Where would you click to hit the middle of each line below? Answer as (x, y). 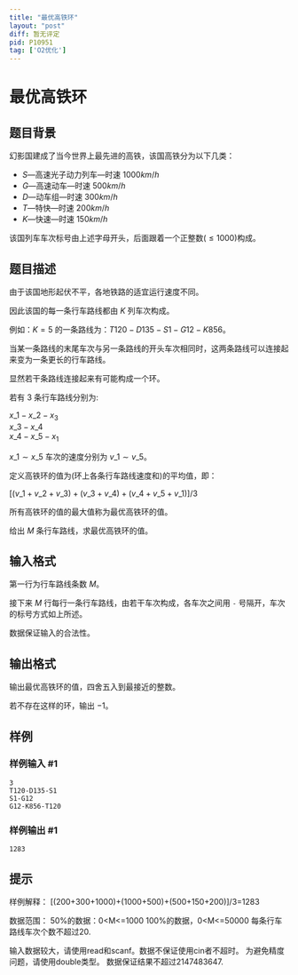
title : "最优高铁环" (43, 17)
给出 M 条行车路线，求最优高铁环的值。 (81, 531)
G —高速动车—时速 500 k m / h (74, 186)
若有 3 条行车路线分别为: (54, 397)
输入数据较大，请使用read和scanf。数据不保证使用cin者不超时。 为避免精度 (147, 950)
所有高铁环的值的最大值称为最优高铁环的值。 (91, 511)
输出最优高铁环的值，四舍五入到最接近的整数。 (94, 687)
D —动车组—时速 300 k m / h (70, 197)
